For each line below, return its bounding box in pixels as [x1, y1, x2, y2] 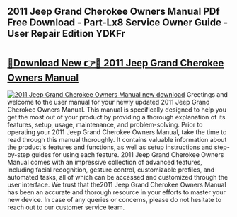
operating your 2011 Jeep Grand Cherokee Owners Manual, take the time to [7, 128, 227, 136]
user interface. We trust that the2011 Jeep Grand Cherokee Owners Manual [7, 180, 226, 189]
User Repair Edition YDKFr [7, 28, 126, 40]
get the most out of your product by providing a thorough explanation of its [7, 113, 226, 121]
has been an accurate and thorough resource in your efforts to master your [7, 188, 226, 197]
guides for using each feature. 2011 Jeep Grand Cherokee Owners [31, 151, 224, 158]
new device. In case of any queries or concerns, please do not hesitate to [7, 196, 221, 204]
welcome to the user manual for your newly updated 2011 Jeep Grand [7, 98, 210, 106]
